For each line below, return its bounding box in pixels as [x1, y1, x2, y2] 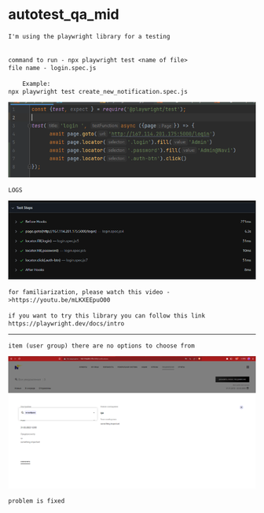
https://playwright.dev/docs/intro [8, 319, 125, 328]
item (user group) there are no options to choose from [8, 341, 195, 350]
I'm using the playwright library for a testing [8, 32, 170, 40]
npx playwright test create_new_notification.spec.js [8, 87, 189, 95]
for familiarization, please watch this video [8, 288, 163, 296]
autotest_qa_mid [8, 6, 119, 24]
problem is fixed [8, 496, 65, 505]
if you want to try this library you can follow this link [8, 311, 206, 320]
